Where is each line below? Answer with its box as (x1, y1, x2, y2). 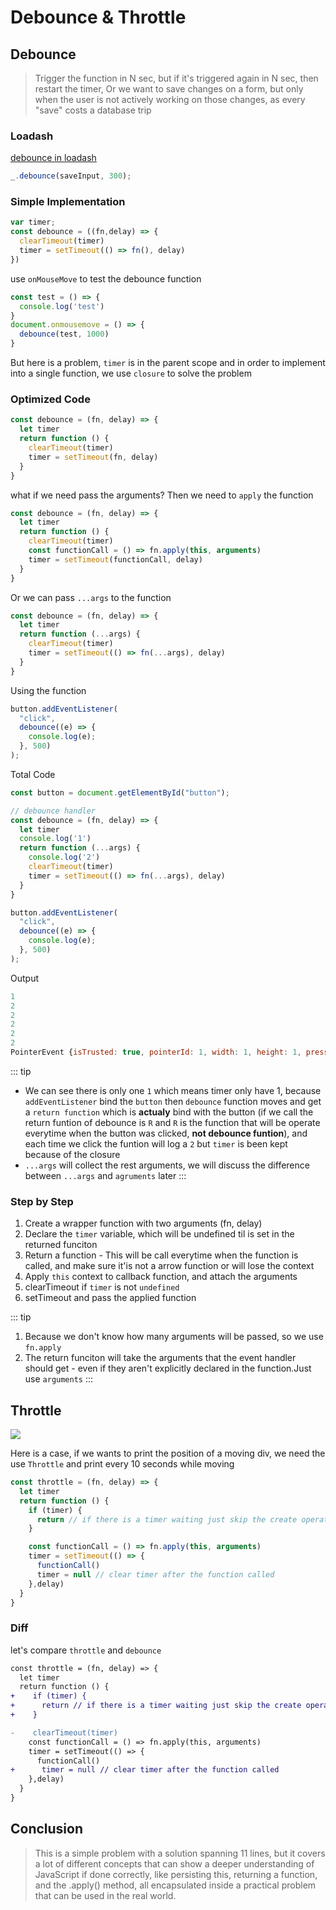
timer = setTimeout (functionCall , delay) (28, 554, 203, 565)
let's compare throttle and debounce (10, 1644, 162, 1656)
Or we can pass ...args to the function (10, 591, 172, 603)
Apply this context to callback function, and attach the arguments (24, 1271, 298, 1283)
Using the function (10, 684, 87, 696)
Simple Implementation (10, 195, 126, 209)
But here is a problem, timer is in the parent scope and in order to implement (10, 357, 326, 369)
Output (10, 972, 39, 984)
